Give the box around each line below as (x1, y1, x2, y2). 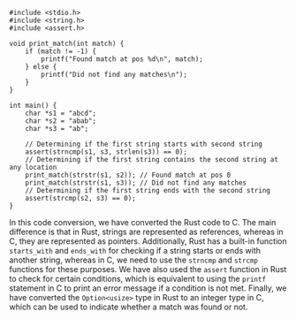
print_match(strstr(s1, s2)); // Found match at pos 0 (25, 171, 231, 179)
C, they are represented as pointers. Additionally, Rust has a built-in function (9, 236, 287, 247)
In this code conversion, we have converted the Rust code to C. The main (9, 217, 277, 227)
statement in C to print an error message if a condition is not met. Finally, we (9, 283, 287, 293)
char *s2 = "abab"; (25, 117, 97, 125)
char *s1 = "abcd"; (25, 109, 97, 118)
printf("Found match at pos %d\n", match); (41, 55, 203, 64)
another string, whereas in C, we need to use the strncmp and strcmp (9, 254, 259, 265)
